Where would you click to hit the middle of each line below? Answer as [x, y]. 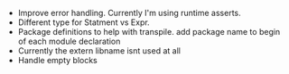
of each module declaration [69, 41]
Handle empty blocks [57, 60]
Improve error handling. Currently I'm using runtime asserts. [129, 13]
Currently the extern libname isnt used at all [99, 51]
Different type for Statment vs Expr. [84, 22]
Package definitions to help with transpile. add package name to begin [149, 32]
